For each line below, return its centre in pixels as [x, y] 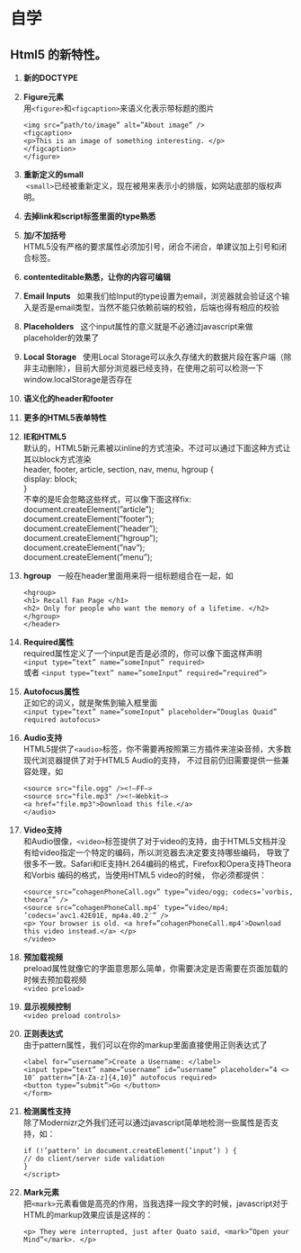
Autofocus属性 [51, 691]
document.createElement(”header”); [90, 528]
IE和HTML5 [44, 437]
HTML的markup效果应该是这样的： [88, 1215]
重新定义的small [53, 175]
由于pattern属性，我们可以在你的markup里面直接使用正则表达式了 [145, 1045]
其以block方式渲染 [57, 459]
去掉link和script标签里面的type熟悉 [89, 216]
